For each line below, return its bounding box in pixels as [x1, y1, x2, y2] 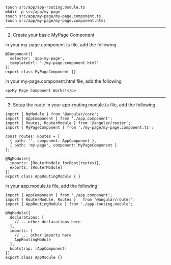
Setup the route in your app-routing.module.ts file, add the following [12, 102, 156, 108]
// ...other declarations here [14, 219, 81, 224]
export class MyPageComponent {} [5, 69, 76, 74]
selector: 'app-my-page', [10, 56, 65, 61]
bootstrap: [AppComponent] [10, 246, 67, 251]
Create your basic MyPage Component [12, 32, 95, 38]
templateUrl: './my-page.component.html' [10, 61, 99, 66]
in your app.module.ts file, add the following [5, 183, 98, 189]
